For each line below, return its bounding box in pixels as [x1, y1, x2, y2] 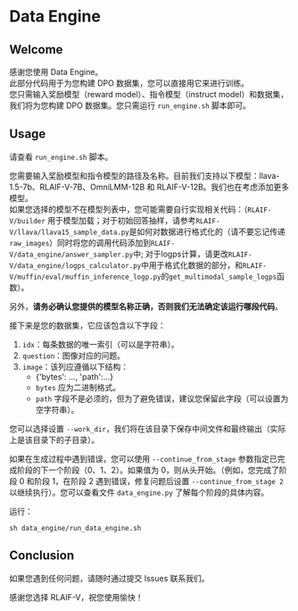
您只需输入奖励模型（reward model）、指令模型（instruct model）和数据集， [9, 89, 289, 99]
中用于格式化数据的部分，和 [141, 259, 244, 270]
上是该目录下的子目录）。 [9, 434, 100, 445]
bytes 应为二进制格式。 [35, 381, 121, 392]
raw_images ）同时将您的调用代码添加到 [9, 237, 152, 247]
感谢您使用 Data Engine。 [9, 67, 103, 77]
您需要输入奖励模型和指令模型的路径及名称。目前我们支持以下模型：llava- [9, 170, 280, 180]
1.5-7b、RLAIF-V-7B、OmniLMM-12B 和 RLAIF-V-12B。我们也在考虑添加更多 [9, 181, 290, 192]
